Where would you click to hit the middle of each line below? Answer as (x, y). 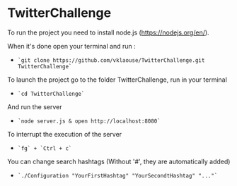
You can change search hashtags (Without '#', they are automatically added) (119, 161)
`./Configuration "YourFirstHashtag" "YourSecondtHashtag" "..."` (117, 175)
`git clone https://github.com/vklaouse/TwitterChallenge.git (111, 60)
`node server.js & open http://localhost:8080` (89, 121)
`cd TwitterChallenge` (51, 94)
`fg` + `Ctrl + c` (45, 148)
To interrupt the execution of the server (65, 134)
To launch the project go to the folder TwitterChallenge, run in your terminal (117, 80)
